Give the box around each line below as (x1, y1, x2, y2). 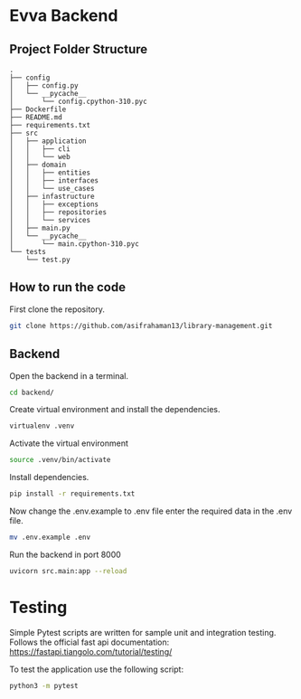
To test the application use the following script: (9, 664, 183, 675)
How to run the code (9, 279, 127, 295)
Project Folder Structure (9, 42, 148, 57)
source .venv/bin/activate (9, 456, 111, 465)
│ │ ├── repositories (9, 208, 107, 217)
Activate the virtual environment (9, 438, 129, 449)
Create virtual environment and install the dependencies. (9, 404, 221, 415)
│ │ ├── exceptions (9, 200, 99, 209)
